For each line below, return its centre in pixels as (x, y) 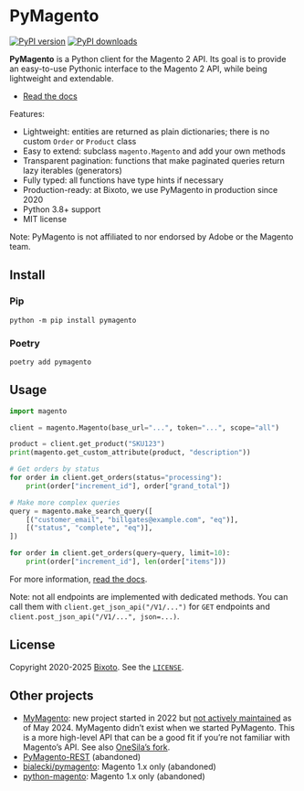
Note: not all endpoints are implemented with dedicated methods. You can (149, 596)
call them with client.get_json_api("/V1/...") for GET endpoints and (140, 606)
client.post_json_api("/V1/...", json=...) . (94, 616)
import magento (38, 411)
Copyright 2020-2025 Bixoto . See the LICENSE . (97, 667)
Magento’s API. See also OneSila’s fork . (96, 747)
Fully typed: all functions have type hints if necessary (123, 180)
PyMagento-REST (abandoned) (82, 756)
